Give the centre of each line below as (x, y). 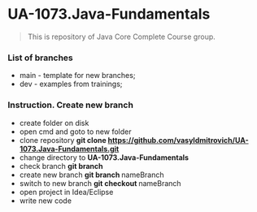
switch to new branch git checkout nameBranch (100, 183)
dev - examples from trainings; (71, 84)
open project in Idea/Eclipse (66, 192)
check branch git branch (61, 166)
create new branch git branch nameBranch (91, 175)
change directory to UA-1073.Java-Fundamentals (104, 157)
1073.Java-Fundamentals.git (69, 149)
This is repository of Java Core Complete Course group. (122, 37)
